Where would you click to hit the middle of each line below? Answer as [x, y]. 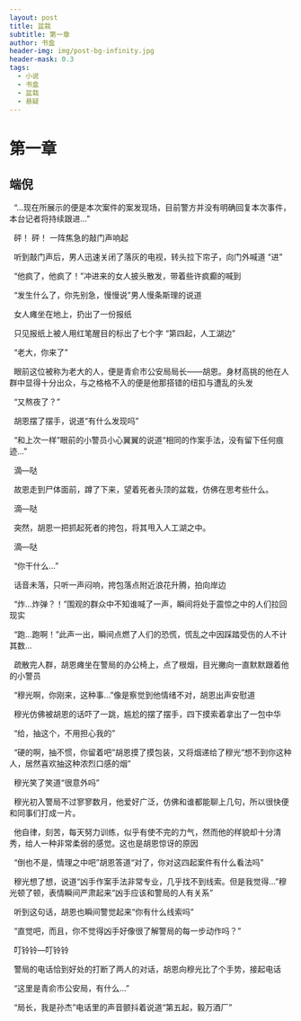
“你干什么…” [36, 566]
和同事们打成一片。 [45, 813]
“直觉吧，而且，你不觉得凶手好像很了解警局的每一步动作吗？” [127, 931]
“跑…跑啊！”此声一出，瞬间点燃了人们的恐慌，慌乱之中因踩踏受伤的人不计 [150, 635]
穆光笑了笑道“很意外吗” [57, 783]
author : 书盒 [32, 43]
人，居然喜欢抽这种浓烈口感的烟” [71, 764]
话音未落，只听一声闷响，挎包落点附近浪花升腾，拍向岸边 [120, 585]
